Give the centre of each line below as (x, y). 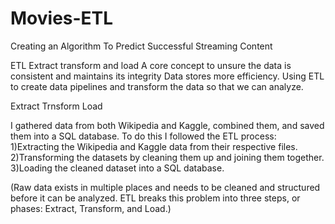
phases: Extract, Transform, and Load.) (91, 208)
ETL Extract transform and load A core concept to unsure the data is (151, 65)
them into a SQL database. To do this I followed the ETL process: (143, 136)
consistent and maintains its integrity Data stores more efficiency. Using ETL (167, 76)
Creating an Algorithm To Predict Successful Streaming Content (141, 46)
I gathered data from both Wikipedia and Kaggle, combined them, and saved (167, 125)
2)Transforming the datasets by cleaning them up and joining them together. (167, 157)
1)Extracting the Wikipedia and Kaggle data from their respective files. (154, 146)
